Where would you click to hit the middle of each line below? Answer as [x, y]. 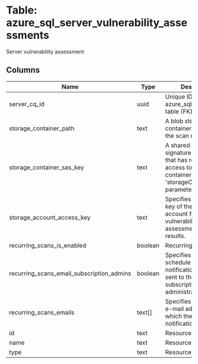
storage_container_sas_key [47, 167]
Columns [23, 70]
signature [178, 153]
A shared [177, 145]
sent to [174, 277]
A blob [174, 121]
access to [179, 167]
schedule [178, 262]
